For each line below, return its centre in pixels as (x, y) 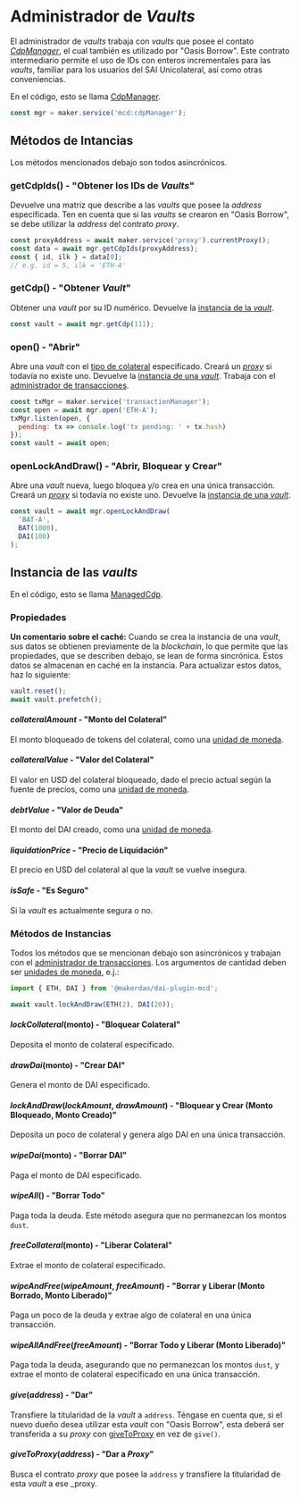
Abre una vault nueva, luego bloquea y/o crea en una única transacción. (142, 485)
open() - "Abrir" (46, 347)
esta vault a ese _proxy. (54, 1483)
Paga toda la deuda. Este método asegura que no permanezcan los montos (148, 1215)
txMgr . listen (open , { (50, 418)
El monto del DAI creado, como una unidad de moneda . (112, 829)
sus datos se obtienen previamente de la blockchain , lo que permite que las (149, 646)
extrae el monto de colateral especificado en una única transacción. (135, 1375)
